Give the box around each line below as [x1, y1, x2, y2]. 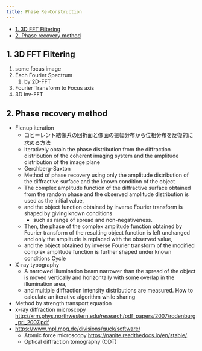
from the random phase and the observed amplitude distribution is [24, 191, 189, 198]
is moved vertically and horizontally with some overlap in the [24, 274, 175, 281]
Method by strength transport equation [14, 300, 112, 307]
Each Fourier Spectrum [14, 72, 72, 79]
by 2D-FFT [24, 78, 51, 85]
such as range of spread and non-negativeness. [33, 217, 153, 224]
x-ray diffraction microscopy [14, 306, 86, 314]
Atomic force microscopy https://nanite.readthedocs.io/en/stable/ [24, 332, 188, 339]
